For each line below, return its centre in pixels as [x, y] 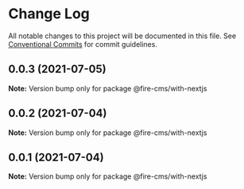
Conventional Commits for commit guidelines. [83, 44]
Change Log [49, 14]
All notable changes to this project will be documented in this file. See [122, 36]
